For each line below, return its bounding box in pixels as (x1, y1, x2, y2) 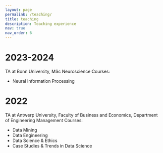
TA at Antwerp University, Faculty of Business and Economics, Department (5, 112, 158, 118)
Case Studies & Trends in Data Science (12, 143, 93, 149)
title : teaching (5, 16, 39, 21)
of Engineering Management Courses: (5, 117, 83, 123)
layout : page (5, 7, 32, 12)
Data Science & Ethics (12, 138, 58, 144)
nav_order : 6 (5, 30, 32, 35)
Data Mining (12, 127, 37, 133)
